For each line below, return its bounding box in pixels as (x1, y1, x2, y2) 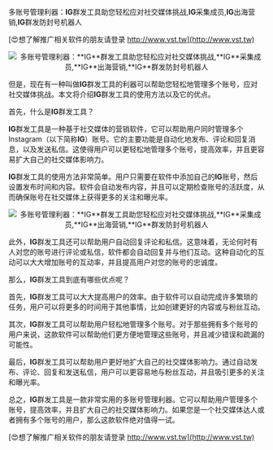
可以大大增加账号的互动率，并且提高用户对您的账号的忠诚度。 (15, 257, 222, 267)
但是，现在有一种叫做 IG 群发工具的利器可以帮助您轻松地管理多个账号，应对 (8, 80, 258, 89)
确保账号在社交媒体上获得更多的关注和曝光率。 (15, 192, 172, 202)
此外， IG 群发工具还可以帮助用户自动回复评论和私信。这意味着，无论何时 (8, 237, 251, 247)
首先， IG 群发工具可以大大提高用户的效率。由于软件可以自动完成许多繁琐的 (8, 292, 258, 301)
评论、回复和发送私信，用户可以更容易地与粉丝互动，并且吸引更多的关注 (22, 367, 265, 377)
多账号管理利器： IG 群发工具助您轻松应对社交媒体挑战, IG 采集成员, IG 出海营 (8, 7, 256, 16)
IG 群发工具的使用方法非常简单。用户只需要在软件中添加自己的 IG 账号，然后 (8, 172, 258, 181)
